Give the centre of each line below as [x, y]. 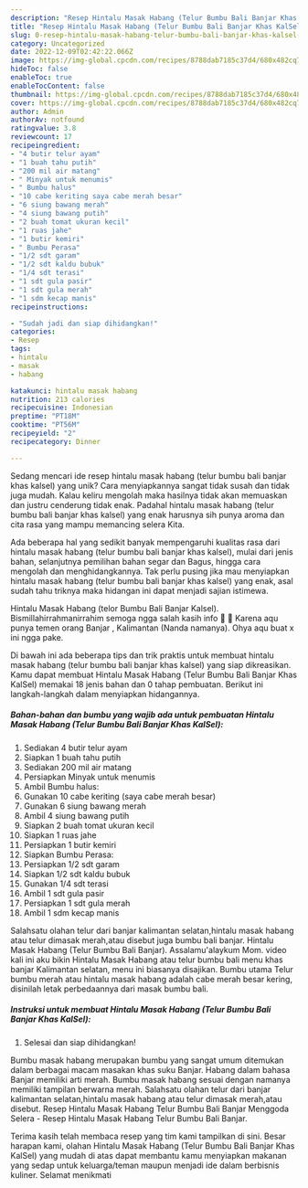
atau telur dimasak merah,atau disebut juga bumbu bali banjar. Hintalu [142, 940]
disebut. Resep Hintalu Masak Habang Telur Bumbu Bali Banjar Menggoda [150, 1108]
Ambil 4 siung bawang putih [76, 815]
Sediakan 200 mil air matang [77, 767]
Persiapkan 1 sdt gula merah [77, 903]
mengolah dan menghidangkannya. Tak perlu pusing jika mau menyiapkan [150, 571]
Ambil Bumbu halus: [61, 786]
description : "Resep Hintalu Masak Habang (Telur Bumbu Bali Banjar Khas [154, 18]
